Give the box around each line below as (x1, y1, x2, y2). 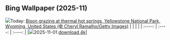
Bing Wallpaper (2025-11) (5, 4, 88, 12)
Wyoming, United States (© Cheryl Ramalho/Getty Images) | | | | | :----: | (5, 23, 157, 29)
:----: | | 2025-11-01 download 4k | (12, 29, 88, 35)
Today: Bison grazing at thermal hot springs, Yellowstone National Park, (10, 17, 160, 24)
